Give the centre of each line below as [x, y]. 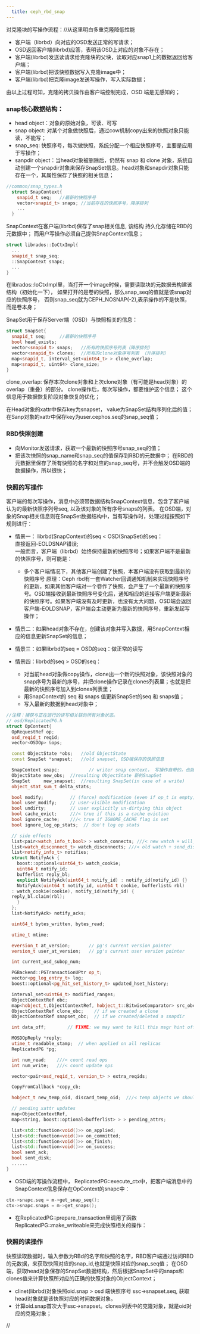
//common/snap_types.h [34, 186]
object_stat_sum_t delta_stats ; [52, 786]
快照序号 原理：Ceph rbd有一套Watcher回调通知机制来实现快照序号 [106, 579]
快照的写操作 [25, 487]
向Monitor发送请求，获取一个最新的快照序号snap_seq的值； [88, 448]
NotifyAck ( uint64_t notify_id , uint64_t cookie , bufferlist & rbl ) [101, 885]
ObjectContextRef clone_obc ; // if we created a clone [85, 1011]
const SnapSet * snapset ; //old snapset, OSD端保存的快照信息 [88, 759]
